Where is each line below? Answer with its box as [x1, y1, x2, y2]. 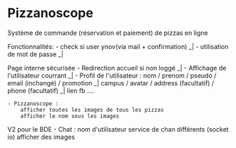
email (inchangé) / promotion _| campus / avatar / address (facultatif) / [7, 78, 215, 87]
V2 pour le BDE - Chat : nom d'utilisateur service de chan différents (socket [7, 125, 230, 133]
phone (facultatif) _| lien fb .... [7, 86, 95, 95]
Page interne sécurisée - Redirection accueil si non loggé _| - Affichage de [7, 63, 227, 72]
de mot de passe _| [7, 50, 64, 58]
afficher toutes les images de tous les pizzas [20, 106, 164, 113]
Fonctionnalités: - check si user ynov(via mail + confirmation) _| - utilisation [7, 42, 229, 51]
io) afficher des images [7, 132, 76, 141]
